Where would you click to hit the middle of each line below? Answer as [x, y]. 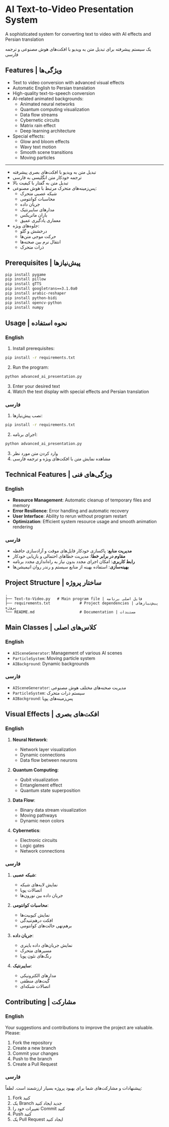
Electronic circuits [39, 840]
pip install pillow [26, 279]
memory [21, 505]
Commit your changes [35, 1053]
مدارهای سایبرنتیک [37, 209]
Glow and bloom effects [45, 141]
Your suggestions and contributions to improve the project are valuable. [79, 1027]
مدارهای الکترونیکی [38, 975]
